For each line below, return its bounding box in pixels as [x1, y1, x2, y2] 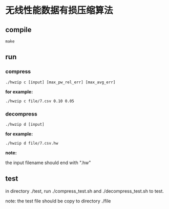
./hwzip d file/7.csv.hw [5, 141, 58, 146]
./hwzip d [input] [5, 122, 45, 127]
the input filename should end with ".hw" [5, 159, 91, 166]
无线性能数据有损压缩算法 [5, 5, 114, 16]
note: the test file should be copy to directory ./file [5, 198, 111, 204]
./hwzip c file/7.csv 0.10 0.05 [5, 98, 74, 104]
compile [5, 25, 32, 34]
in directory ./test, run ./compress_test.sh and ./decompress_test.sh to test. [5, 188, 164, 194]
